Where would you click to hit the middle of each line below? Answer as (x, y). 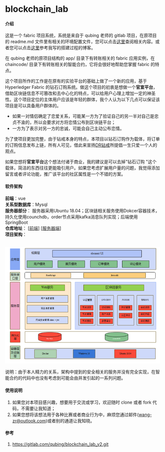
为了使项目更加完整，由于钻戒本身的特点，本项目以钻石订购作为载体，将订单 (82, 139)
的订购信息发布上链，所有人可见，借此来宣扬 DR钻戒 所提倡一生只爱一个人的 (81, 145)
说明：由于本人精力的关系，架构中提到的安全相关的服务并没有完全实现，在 (80, 372)
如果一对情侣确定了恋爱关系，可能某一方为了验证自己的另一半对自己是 (83, 116)
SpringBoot (16, 222)
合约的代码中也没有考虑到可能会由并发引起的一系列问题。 (67, 378)
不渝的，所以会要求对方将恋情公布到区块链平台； (66, 122)
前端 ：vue (15, 198)
